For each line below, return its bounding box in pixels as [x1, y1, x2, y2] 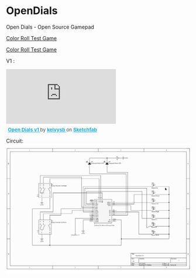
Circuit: [6, 137, 23, 144]
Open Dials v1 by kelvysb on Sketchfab [8, 126, 98, 133]
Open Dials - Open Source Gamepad [6, 23, 95, 30]
